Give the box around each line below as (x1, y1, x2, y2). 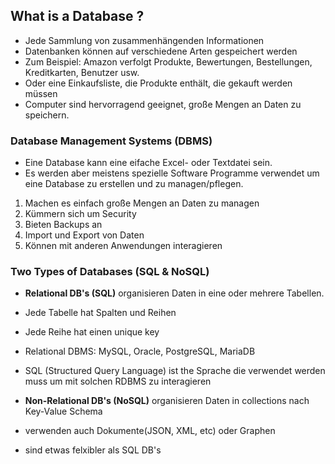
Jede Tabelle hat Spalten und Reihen (24, 307, 177, 319)
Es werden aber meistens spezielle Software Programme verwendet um (24, 167, 320, 179)
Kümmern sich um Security (24, 208, 137, 220)
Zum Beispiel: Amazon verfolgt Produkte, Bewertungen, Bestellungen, (24, 55, 313, 68)
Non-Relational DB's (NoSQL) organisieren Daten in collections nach (24, 395, 310, 407)
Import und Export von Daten (24, 229, 145, 241)
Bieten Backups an (24, 219, 103, 231)
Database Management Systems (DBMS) (10, 134, 213, 148)
